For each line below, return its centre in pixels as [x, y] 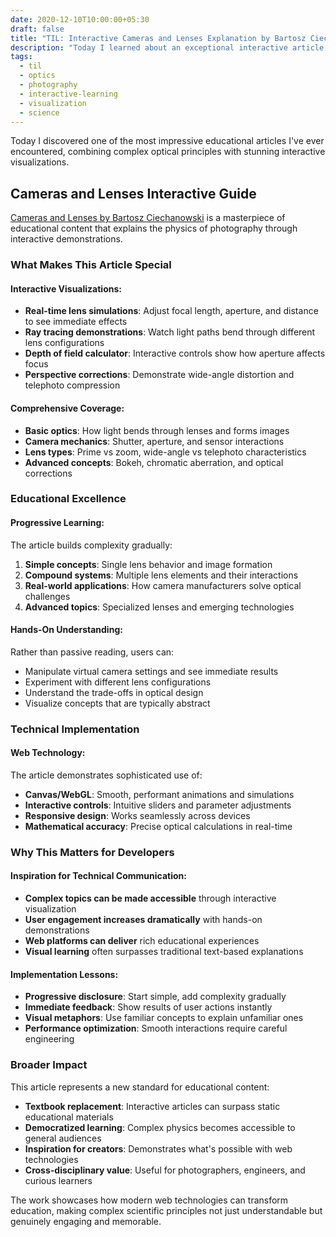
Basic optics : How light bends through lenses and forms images [157, 430]
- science [39, 112]
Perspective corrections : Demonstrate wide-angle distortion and [159, 375]
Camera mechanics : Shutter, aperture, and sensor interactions [154, 441]
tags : [21, 57]
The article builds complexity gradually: [91, 545]
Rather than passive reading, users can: [92, 652]
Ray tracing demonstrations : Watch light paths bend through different [170, 332]
